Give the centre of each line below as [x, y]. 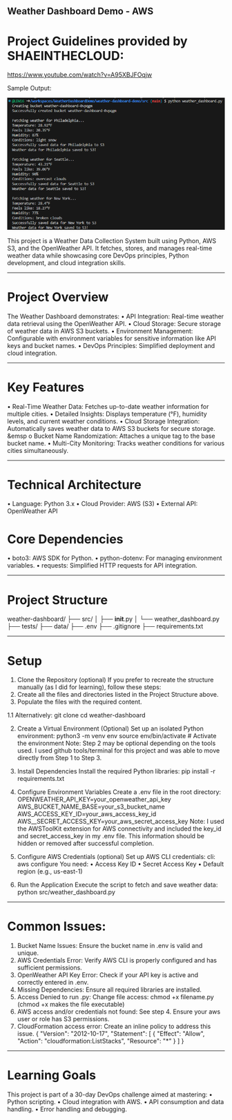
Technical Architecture [74, 484]
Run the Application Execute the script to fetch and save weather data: [117, 885]
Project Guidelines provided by [97, 41]
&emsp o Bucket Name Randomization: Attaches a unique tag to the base [111, 436]
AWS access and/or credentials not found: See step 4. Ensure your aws [119, 1012]
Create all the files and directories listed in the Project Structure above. [118, 695]
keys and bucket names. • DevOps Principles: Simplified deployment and [111, 345]
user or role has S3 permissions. [63, 1019]
